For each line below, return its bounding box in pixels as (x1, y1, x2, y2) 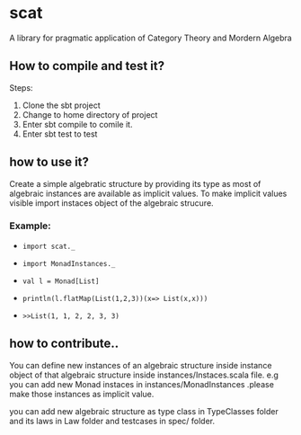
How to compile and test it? (9, 58, 164, 74)
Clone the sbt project (22, 100, 101, 111)
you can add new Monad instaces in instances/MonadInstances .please (9, 378, 274, 389)
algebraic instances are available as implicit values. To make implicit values (9, 188, 288, 199)
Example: (9, 219, 51, 232)
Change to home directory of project (22, 109, 158, 120)
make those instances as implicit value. (9, 388, 155, 399)
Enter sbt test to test (22, 129, 98, 139)
